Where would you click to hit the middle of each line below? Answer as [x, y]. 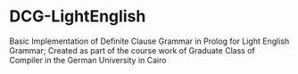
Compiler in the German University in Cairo [88, 60]
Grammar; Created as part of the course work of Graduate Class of [132, 50]
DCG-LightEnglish [78, 16]
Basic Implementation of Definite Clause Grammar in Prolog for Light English [149, 41]
